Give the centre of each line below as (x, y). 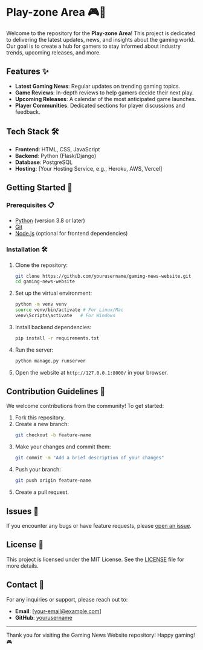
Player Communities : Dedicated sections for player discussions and (100, 105)
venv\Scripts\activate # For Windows (65, 316)
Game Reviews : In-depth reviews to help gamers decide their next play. (104, 93)
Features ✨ (27, 72)
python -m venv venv (41, 304)
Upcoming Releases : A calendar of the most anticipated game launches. (105, 99)
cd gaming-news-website (45, 282)
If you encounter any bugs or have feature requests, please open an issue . (99, 525)
